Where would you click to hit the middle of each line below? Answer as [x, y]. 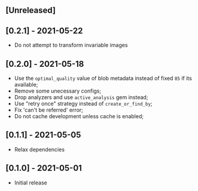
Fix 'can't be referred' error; [48, 110]
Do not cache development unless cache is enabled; [79, 116]
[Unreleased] [31, 10]
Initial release [31, 183]
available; [26, 85]
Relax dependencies [39, 149]
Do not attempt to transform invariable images [71, 45]
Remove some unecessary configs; [58, 91]
